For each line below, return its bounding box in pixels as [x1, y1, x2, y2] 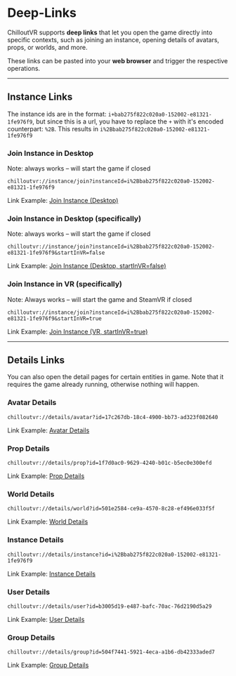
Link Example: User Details [7, 615, 85, 623]
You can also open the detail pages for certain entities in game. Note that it [7, 373, 224, 381]
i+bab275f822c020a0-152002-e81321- [107, 111, 212, 118]
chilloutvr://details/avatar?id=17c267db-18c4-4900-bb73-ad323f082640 [7, 413, 218, 420]
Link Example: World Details [7, 517, 88, 526]
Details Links [7, 354, 65, 366]
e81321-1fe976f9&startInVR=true [7, 314, 102, 322]
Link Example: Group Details [7, 661, 89, 670]
